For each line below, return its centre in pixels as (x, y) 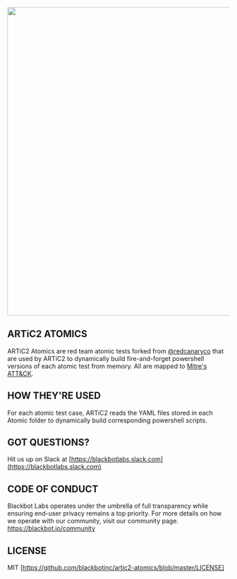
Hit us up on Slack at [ (39, 459)
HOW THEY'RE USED (54, 396)
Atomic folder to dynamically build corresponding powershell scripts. (108, 420)
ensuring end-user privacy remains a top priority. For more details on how (115, 513)
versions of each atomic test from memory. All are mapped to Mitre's (107, 366)
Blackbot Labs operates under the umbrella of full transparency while (108, 506)
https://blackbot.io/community (51, 528)
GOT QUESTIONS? (48, 443)
